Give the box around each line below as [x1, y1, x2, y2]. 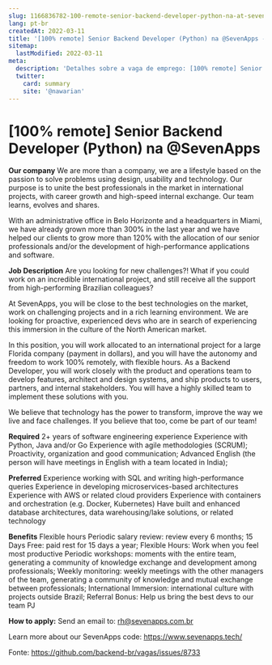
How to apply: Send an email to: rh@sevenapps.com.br [8, 616, 194, 626]
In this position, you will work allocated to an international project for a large [8, 341, 261, 350]
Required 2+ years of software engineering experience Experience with [8, 432, 249, 442]
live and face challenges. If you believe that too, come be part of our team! [8, 416, 257, 426]
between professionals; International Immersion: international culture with [8, 583, 254, 593]
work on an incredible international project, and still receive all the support [8, 274, 257, 284]
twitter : [15, 72, 45, 80]
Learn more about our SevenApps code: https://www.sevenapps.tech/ [8, 632, 243, 642]
